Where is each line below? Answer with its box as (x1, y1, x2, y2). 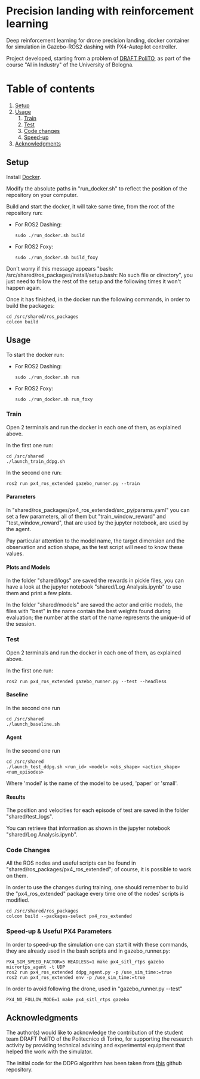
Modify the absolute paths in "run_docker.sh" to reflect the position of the (6, 184, 187, 192)
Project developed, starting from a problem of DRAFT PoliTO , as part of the (6, 54, 191, 62)
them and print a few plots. (6, 590, 73, 597)
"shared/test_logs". (6, 813, 54, 820)
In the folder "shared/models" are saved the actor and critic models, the (6, 601, 183, 608)
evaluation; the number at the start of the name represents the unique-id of (6, 614, 191, 621)
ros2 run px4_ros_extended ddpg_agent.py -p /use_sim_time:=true (6, 969, 172, 975)
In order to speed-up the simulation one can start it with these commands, (6, 941, 189, 948)
